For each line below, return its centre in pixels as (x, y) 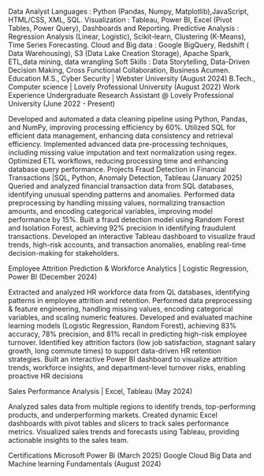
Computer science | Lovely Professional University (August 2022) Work (124, 87)
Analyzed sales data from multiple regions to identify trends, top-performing (132, 407)
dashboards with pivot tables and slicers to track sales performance (119, 423)
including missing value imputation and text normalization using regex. (123, 152)
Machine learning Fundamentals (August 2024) (85, 464)
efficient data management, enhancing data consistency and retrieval (121, 136)
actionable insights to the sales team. (69, 440)
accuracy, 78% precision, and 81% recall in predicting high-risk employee (128, 334)
